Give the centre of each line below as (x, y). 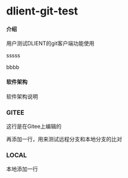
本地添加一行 (22, 169)
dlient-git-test (42, 11)
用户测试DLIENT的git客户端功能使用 (50, 43)
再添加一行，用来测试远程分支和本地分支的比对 (64, 139)
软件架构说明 (22, 96)
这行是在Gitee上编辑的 (34, 126)
